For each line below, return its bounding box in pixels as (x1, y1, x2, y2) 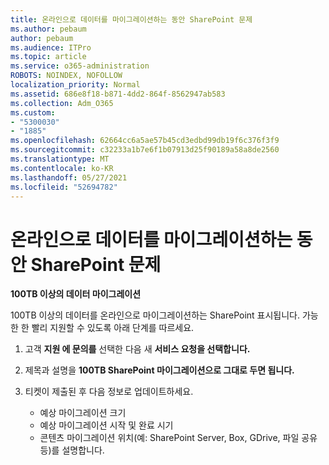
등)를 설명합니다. (39, 444, 105, 456)
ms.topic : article (10, 52, 87, 62)
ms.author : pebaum (10, 24, 87, 34)
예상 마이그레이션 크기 (39, 407, 127, 419)
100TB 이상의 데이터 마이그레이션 (10, 288, 142, 300)
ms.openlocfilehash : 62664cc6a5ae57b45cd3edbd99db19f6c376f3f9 (10, 136, 280, 146)
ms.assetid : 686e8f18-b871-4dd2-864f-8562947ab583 (10, 89, 226, 99)
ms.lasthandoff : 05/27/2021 (10, 172, 128, 183)
